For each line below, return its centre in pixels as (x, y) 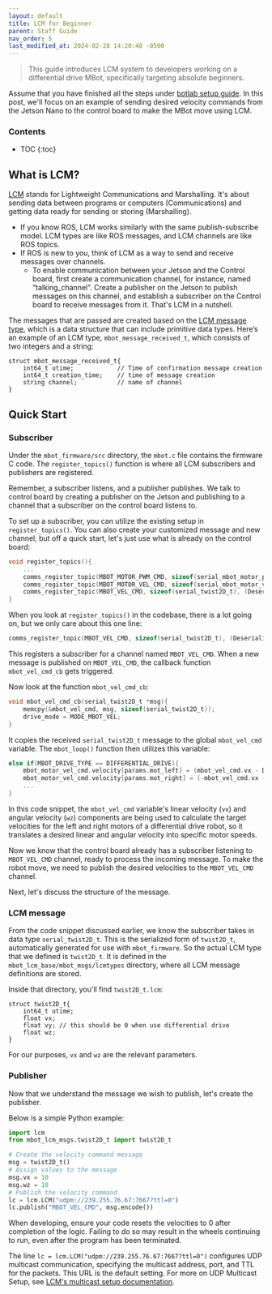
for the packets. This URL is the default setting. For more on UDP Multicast (133, 1273)
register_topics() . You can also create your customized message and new (134, 529)
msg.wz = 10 (28, 1185)
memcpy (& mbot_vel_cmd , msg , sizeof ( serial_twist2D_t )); (119, 709)
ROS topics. (40, 245)
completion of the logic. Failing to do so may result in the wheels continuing (134, 1232)
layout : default (36, 16)
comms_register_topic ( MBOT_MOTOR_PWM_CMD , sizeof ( (110, 576)
